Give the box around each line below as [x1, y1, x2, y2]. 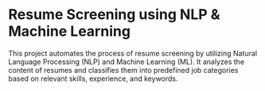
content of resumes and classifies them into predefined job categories [8, 65, 239, 74]
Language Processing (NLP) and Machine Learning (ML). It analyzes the [8, 57, 245, 66]
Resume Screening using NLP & [8, 6, 220, 24]
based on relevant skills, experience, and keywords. [8, 74, 178, 83]
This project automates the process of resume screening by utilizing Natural [8, 48, 257, 58]
